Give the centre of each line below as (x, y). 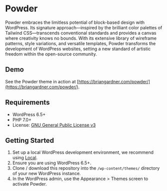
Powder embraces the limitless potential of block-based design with (75, 22)
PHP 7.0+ (22, 120)
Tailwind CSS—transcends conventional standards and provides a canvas (81, 33)
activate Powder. (30, 184)
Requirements (27, 102)
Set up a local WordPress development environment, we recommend (83, 152)
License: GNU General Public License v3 (54, 125)
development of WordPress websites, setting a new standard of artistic (78, 49)
